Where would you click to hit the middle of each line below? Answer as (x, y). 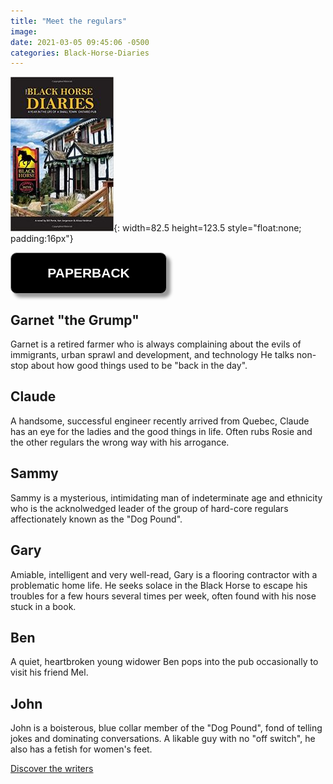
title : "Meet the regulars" (69, 21)
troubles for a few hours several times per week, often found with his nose (163, 596)
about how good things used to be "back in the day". (139, 366)
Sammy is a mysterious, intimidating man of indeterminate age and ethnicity (166, 497)
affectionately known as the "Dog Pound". (96, 519)
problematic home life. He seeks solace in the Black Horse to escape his (159, 585)
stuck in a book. (43, 606)
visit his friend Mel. (49, 672)
